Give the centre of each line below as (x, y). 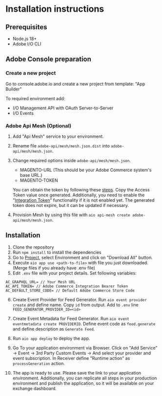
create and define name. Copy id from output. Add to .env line (75, 305)
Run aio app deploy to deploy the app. (51, 338)
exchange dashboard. (34, 388)
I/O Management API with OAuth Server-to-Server (63, 108)
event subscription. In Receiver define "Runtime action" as (71, 358)
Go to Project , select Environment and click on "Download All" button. (83, 257)
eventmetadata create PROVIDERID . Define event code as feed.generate (84, 324)
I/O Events (23, 113)
